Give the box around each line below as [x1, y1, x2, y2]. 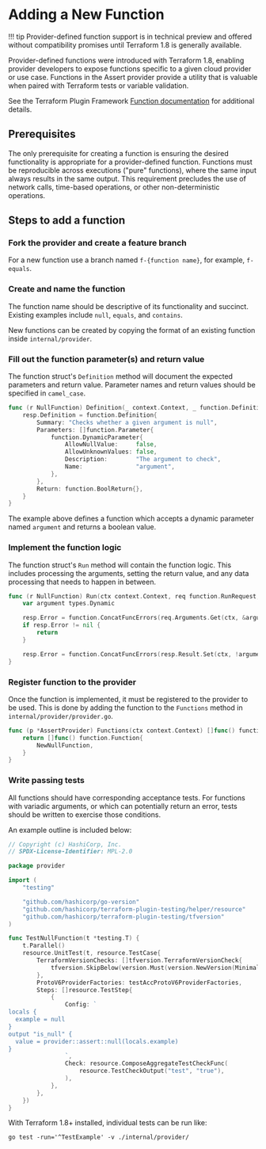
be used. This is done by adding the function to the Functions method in [8, 703, 243, 712]
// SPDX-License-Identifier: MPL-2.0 [8, 848, 133, 856]
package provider [8, 862, 66, 870]
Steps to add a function [8, 214, 126, 227]
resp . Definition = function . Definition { [22, 410, 158, 419]
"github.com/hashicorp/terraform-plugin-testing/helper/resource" [22, 905, 246, 913]
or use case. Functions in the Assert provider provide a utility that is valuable [8, 72, 258, 82]
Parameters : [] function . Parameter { [36, 426, 154, 433]
